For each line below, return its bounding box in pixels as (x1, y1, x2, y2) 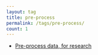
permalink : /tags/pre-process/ (6, 20, 85, 26)
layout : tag (6, 8, 36, 15)
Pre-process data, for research (14, 42, 92, 50)
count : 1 (6, 25, 28, 32)
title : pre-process (6, 15, 55, 21)
